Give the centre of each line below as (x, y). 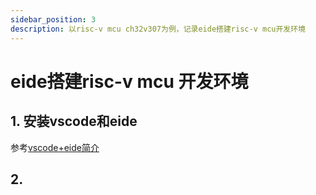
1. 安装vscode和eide (74, 121)
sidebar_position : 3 (53, 19)
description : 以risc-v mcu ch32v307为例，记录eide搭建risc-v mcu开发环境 (158, 29)
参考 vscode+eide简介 (55, 147)
